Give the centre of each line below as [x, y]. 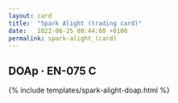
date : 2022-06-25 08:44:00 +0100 [68, 31]
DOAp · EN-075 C [52, 70]
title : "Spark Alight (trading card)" [75, 23]
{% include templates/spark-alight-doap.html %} [89, 90]
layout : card [30, 16]
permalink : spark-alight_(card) [62, 38]
